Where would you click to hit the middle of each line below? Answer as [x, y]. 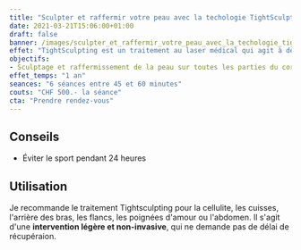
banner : [24, 42]
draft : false [34, 34]
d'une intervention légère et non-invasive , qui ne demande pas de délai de [149, 227]
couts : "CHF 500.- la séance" [66, 92]
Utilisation [39, 186]
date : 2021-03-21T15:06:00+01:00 [72, 26]
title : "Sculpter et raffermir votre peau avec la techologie [128, 17]
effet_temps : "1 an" [48, 76]
